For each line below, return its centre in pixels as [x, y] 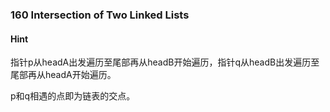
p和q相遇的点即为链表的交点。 [73, 96]
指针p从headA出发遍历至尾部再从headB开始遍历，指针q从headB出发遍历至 [165, 62]
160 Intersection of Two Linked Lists [100, 15]
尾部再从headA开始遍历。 [63, 75]
